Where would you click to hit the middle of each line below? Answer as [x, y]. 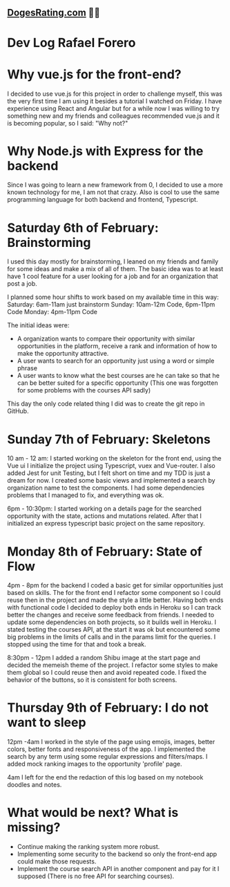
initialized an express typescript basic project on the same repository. [106, 524]
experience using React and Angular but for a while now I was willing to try [113, 108]
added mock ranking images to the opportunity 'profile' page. [95, 764]
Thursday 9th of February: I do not [108, 708]
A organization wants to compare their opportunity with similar [106, 339]
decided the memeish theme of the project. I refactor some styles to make [113, 665]
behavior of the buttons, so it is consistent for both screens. [92, 680]
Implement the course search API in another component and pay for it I [118, 869]
